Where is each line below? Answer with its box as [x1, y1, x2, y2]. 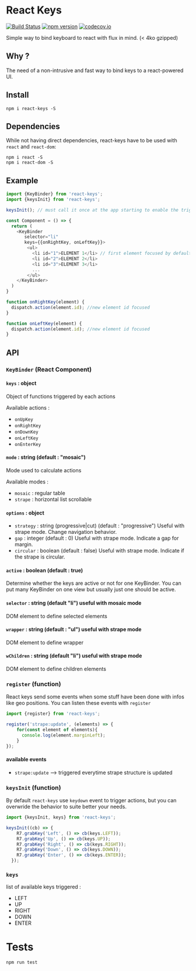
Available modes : [6, 478, 48, 485]
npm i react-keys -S [6, 105, 57, 111]
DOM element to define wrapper [6, 639, 83, 646]
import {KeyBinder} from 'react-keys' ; [6, 191, 103, 197]
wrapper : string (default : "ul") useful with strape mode [6, 626, 142, 633]
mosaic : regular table [14, 490, 65, 497]
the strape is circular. [14, 553, 65, 560]
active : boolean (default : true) [6, 567, 83, 574]
